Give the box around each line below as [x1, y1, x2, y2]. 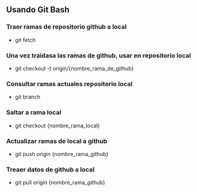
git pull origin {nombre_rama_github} [14, 179, 105, 186]
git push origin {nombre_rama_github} [14, 150, 109, 157]
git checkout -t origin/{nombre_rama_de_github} [14, 65, 134, 72]
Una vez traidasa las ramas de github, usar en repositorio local [6, 51, 192, 59]
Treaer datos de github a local [6, 165, 95, 173]
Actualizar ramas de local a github [6, 137, 108, 145]
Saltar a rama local [6, 108, 62, 117]
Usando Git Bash [6, 5, 70, 15]
